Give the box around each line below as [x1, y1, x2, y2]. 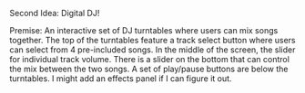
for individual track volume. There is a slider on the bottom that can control [9, 54, 290, 64]
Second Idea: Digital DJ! [9, 8, 100, 18]
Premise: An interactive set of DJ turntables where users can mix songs [9, 25, 279, 35]
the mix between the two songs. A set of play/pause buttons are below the [9, 63, 289, 74]
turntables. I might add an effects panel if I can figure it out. [9, 73, 232, 84]
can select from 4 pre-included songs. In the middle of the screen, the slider [9, 44, 296, 55]
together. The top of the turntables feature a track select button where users [9, 35, 296, 45]
